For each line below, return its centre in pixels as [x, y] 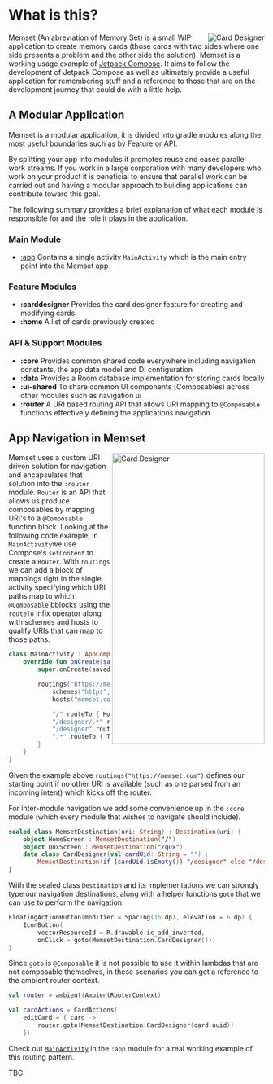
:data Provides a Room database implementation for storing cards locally [142, 378]
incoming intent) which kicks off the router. [80, 792]
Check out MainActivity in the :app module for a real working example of [131, 1048]
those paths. [29, 639]
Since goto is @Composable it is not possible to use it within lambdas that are [133, 963]
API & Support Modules [55, 343]
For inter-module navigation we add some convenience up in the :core [126, 808]
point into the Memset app [64, 266]
